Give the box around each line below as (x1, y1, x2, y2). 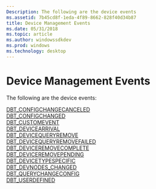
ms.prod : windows (6, 43, 50, 49)
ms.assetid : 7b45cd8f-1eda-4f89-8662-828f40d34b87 (6, 14, 137, 21)
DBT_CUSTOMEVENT (6, 118, 60, 126)
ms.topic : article (6, 31, 53, 37)
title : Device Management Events (6, 20, 91, 26)
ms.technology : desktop (6, 48, 67, 54)
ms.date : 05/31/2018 (6, 25, 59, 32)
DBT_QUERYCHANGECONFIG (6, 170, 80, 177)
